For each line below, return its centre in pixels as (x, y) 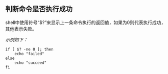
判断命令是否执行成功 (39, 9)
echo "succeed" (31, 63)
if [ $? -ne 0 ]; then (29, 49)
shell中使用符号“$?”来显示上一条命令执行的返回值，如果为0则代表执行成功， (86, 22)
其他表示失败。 (21, 29)
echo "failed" (29, 54)
